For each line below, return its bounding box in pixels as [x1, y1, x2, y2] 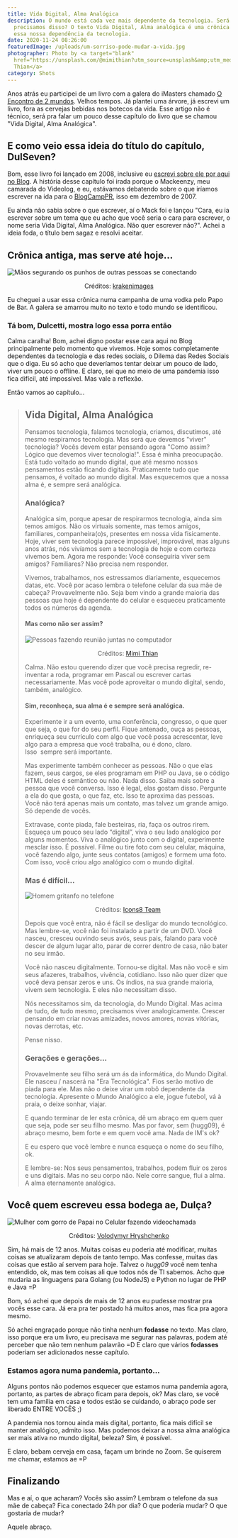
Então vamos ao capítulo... [7, 388, 85, 397]
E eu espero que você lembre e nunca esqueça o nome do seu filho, [24, 1142, 225, 1151]
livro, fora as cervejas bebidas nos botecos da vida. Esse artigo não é [7, 104, 210, 113]
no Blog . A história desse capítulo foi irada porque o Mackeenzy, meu [7, 177, 210, 186]
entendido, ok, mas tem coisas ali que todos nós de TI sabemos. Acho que [7, 1268, 225, 1276]
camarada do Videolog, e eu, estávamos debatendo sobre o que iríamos [7, 185, 218, 194]
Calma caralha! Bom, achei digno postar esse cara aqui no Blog [7, 337, 193, 345]
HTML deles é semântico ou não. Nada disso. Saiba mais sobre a [24, 776, 215, 784]
